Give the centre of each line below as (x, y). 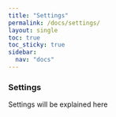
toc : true (24, 38)
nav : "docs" (35, 60)
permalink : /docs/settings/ (54, 23)
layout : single (33, 30)
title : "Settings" (38, 15)
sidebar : (22, 52)
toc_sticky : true (37, 45)
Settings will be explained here (58, 104)
